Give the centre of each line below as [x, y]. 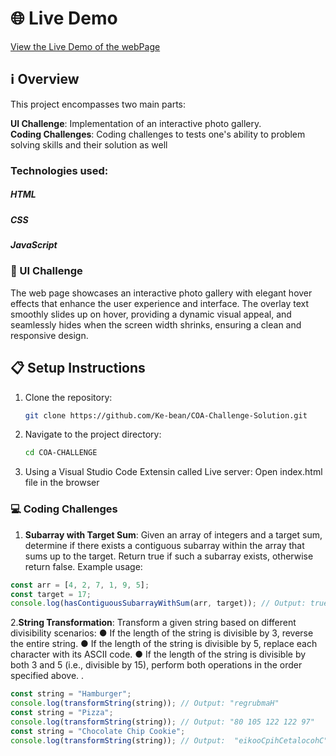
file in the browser [62, 483]
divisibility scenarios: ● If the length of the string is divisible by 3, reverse [162, 633]
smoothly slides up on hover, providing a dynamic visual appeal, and [151, 314]
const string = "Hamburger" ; [71, 694]
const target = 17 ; [51, 594]
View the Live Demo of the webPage [85, 46]
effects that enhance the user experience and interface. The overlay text [160, 303]
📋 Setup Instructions [78, 368]
